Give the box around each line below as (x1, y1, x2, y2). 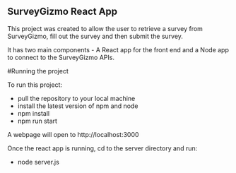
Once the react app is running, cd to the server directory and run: (7, 144, 198, 153)
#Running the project (7, 66, 69, 75)
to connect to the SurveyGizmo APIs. (7, 53, 115, 61)
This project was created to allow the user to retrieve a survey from (7, 24, 203, 32)
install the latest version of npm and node (17, 102, 138, 110)
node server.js (17, 157, 60, 166)
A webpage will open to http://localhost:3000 (7, 130, 139, 138)
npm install (17, 109, 50, 117)
